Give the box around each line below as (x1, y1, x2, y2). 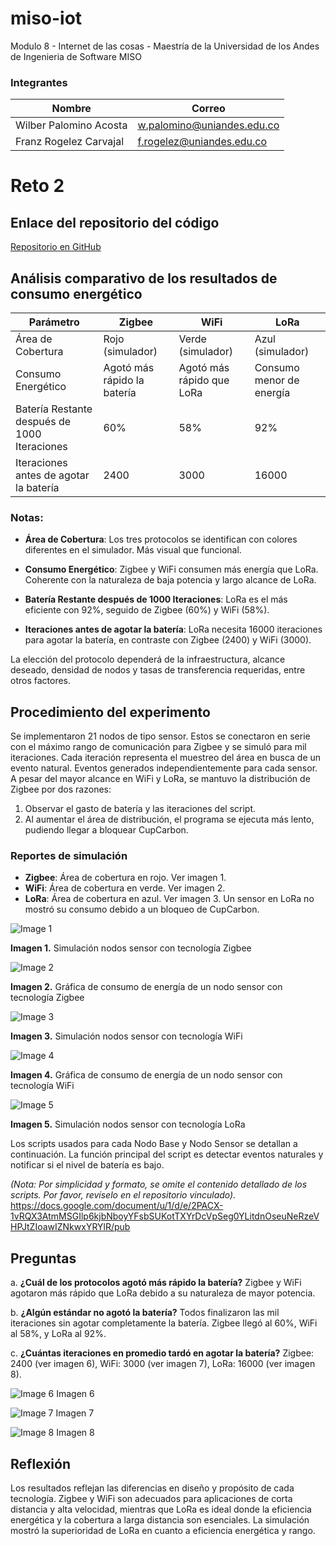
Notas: (10, 510, 44, 524)
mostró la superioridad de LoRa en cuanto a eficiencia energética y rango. (10, 1525, 316, 1537)
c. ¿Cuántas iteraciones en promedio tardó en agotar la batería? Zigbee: (10, 1347, 315, 1359)
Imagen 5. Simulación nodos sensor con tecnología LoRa (10, 1118, 246, 1131)
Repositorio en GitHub (10, 241, 102, 253)
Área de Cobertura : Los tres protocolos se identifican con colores (24, 533, 298, 546)
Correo (191, 102, 226, 116)
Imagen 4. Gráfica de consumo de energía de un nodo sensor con (10, 1069, 283, 1081)
